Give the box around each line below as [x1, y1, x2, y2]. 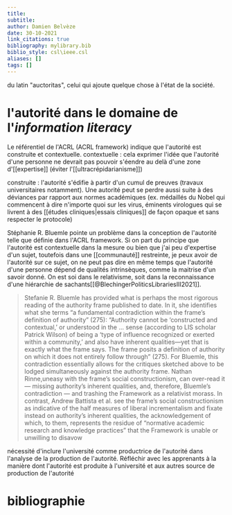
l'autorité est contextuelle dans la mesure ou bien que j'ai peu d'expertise [7, 243, 217, 252]
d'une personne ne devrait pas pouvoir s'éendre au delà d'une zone [7, 157, 201, 166]
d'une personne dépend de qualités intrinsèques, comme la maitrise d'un [7, 265, 216, 274]
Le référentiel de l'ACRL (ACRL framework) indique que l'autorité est [7, 143, 202, 151]
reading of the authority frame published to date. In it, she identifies [24, 301, 217, 309]
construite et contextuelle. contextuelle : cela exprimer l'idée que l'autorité [7, 150, 220, 158]
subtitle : [7, 17, 36, 24]
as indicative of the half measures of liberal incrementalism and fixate [24, 403, 223, 412]
